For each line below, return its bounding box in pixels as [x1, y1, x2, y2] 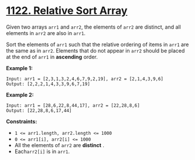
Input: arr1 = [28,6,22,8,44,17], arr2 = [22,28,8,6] [6, 102, 141, 109]
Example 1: [6, 64, 33, 71]
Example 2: [6, 91, 34, 98]
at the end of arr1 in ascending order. [6, 53, 98, 60]
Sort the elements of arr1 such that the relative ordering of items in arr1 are [6, 41, 189, 48]
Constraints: [6, 118, 37, 125]
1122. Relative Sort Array [6, 4, 128, 18]
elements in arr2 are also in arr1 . [6, 29, 86, 36]
